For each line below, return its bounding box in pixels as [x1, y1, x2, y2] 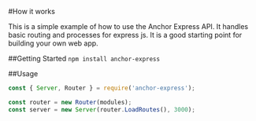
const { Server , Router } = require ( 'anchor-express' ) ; [8, 84, 195, 92]
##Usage [8, 69, 39, 78]
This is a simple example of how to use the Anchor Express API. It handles [8, 22, 249, 31]
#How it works [8, 7, 55, 16]
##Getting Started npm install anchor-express [8, 54, 160, 63]
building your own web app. [8, 38, 98, 48]
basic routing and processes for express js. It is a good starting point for [8, 31, 243, 39]
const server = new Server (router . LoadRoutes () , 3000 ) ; [8, 105, 195, 113]
